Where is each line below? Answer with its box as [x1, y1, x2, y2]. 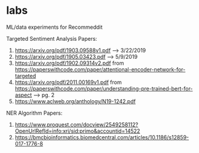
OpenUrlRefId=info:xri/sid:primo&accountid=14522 [14, 127, 140, 134]
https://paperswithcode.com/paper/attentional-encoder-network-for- [14, 65, 186, 73]
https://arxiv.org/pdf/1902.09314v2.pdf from [14, 59, 124, 67]
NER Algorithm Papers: [6, 109, 63, 116]
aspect [14, 91, 32, 98]
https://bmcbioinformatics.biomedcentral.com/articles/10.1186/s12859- [14, 133, 189, 141]
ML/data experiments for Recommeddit [6, 23, 103, 31]
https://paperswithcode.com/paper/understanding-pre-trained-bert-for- [14, 85, 193, 92]
